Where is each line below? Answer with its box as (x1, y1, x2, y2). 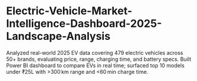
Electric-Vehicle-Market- (6, 4, 132, 18)
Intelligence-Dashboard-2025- (6, 17, 162, 30)
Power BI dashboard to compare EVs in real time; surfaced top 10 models (6, 61, 185, 69)
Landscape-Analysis (6, 30, 111, 43)
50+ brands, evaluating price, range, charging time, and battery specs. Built (6, 55, 192, 63)
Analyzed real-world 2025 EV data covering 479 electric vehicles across (6, 49, 183, 56)
